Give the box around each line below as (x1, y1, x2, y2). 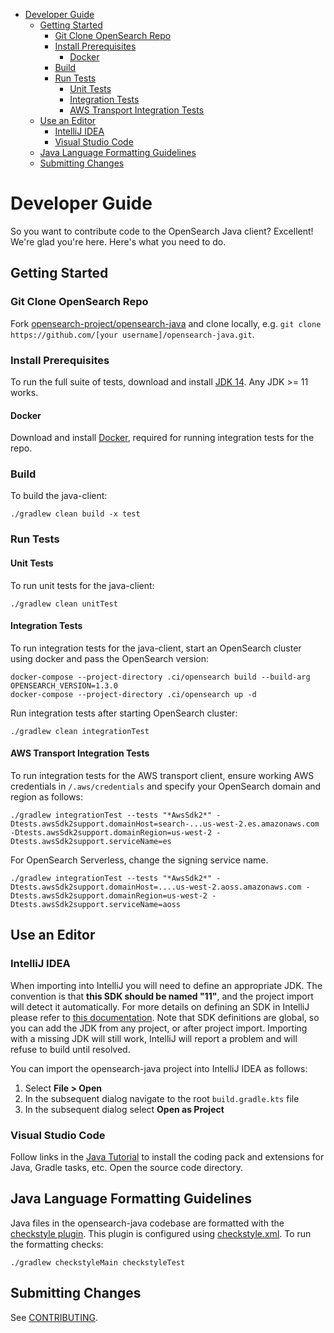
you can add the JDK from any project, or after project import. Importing (10, 1022, 308, 1034)
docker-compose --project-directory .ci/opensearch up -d (10, 689, 257, 699)
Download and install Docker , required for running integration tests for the (10, 432, 315, 444)
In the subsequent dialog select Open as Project (24, 1103, 225, 1115)
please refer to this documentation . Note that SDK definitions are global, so (10, 1011, 320, 1023)
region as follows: (10, 790, 83, 803)
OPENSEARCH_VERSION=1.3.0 (10, 680, 118, 691)
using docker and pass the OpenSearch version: (10, 652, 210, 664)
